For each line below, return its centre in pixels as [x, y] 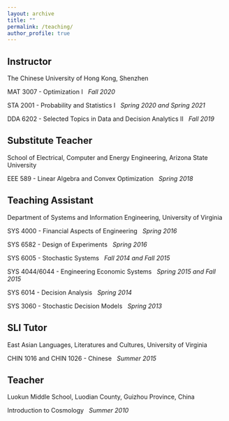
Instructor [30, 61]
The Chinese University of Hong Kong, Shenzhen [78, 78]
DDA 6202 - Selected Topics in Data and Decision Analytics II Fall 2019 [111, 119]
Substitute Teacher [50, 141]
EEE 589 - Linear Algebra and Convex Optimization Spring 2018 [100, 178]
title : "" [22, 20]
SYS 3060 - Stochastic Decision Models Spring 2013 [85, 306]
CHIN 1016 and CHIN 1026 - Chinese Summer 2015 [82, 358]
